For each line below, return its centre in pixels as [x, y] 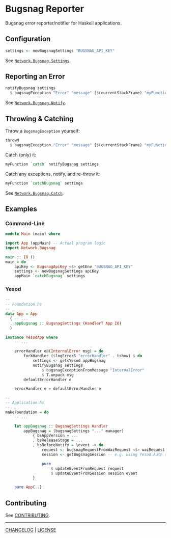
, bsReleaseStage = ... [58, 440]
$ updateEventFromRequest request [87, 468]
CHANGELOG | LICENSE [31, 530]
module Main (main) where [33, 234]
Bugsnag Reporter [45, 9]
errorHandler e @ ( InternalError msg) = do [59, 351]
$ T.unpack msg [58, 375]
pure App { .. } [28, 487]
